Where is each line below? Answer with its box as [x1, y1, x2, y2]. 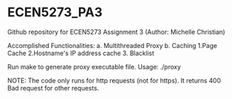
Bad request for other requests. [7, 83, 99, 92]
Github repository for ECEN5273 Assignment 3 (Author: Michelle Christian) [7, 28, 226, 36]
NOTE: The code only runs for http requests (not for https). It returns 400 [7, 76, 221, 85]
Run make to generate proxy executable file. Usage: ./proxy [7, 62, 181, 71]
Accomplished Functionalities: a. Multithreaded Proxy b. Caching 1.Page [7, 41, 218, 49]
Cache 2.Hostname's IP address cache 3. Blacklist [7, 49, 155, 57]
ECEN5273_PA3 [7, 4, 103, 21]
